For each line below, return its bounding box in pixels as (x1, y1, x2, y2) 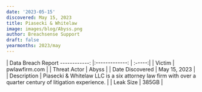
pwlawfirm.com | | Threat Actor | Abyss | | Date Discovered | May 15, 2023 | (6, 65, 196, 73)
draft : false (6, 37, 39, 43)
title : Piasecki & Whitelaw (6, 20, 78, 26)
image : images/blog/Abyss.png (6, 25, 83, 32)
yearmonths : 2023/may (6, 43, 61, 49)
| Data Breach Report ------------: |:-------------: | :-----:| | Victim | (6, 59, 175, 67)
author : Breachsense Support (6, 31, 80, 38)
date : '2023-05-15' (6, 8, 56, 15)
